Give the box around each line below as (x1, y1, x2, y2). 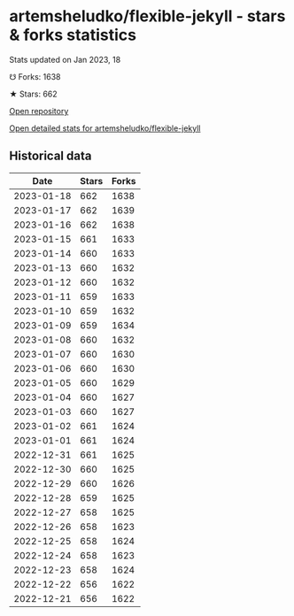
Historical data (9, 149, 92, 164)
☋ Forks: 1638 (9, 71, 61, 81)
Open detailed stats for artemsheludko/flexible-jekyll (9, 122, 201, 134)
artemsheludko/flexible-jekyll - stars (9, 6, 286, 27)
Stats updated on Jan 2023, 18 (9, 54, 121, 65)
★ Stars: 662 (9, 89, 58, 99)
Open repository (9, 105, 69, 116)
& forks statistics (9, 25, 137, 45)
